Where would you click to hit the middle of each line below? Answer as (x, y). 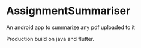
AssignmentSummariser (68, 11)
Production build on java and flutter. (50, 39)
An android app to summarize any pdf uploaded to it (70, 27)
